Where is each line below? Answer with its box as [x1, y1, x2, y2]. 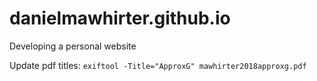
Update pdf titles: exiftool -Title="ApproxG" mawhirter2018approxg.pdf [9, 59, 307, 71]
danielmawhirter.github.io [9, 7, 231, 30]
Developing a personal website [9, 40, 137, 52]
